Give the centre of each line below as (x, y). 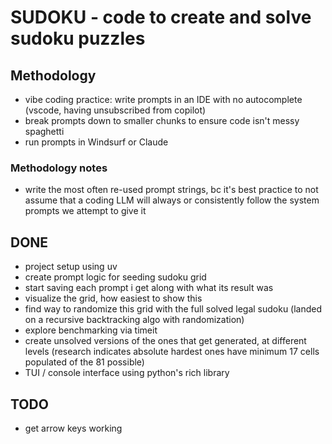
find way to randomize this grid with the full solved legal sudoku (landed (173, 309)
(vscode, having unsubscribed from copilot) (115, 110)
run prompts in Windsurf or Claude (96, 142)
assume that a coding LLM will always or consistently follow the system (172, 200)
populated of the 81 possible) (84, 362)
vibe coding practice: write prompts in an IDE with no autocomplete (163, 99)
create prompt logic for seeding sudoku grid (115, 277)
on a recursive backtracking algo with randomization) (134, 320)
